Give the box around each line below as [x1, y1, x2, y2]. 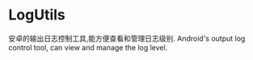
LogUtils [8, 6, 66, 24]
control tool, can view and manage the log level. [8, 42, 168, 52]
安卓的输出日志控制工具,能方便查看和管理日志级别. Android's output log [8, 33, 246, 43]
